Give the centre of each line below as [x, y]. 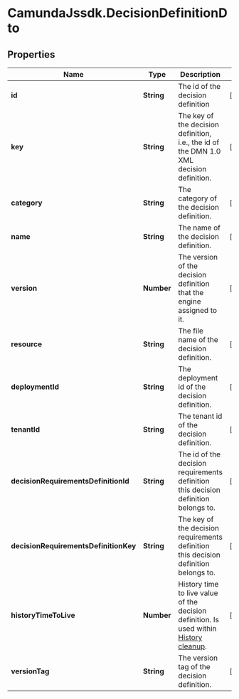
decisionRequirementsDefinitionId [70, 481]
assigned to [197, 310]
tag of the [194, 667]
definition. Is [198, 620]
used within [197, 629]
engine [189, 302]
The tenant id [200, 416]
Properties [31, 54]
